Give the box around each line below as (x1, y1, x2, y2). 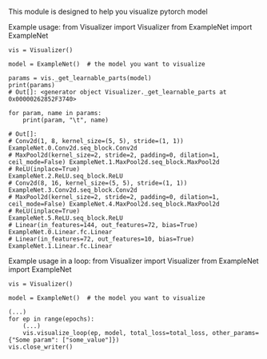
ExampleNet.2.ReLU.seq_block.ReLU (8, 172, 124, 180)
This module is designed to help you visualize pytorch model (8, 7, 208, 16)
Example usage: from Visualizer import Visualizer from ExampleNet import (8, 22, 253, 31)
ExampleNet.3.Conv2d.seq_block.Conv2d (8, 186, 137, 194)
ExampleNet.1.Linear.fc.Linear (8, 242, 113, 250)
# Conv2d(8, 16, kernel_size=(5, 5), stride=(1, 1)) (8, 179, 188, 187)
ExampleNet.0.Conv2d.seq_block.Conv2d (8, 144, 137, 152)
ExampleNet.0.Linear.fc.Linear (8, 228, 113, 236)
